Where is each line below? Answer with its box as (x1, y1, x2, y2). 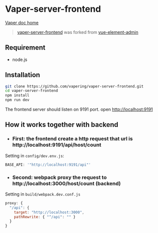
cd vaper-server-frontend (5, 88, 58, 93)
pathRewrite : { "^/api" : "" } (14, 214, 76, 219)
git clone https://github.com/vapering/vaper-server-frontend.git (5, 84, 144, 89)
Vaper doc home (5, 20, 39, 26)
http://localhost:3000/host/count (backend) (12, 180, 121, 187)
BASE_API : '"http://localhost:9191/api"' (5, 162, 91, 167)
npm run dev (5, 97, 29, 103)
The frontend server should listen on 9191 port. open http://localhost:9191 (5, 107, 153, 113)
